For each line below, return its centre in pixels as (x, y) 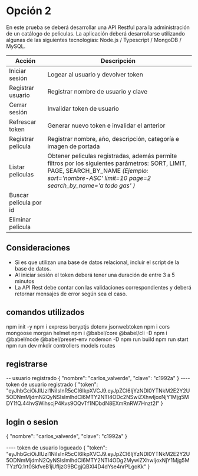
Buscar (19, 195)
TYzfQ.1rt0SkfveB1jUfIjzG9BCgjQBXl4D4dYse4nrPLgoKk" (76, 467)
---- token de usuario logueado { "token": (57, 448)
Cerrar (18, 105)
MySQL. (16, 46)
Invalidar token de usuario (83, 108)
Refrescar (23, 121)
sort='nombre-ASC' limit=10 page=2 (99, 178)
